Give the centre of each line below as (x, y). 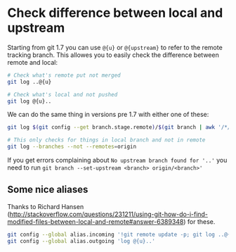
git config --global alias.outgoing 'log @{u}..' (81, 241)
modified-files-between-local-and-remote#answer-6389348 (96, 221)
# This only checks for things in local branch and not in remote (106, 140)
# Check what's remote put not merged (64, 75)
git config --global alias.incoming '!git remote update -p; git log (111, 234)
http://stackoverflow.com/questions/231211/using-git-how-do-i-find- (109, 214)
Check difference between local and (115, 13)
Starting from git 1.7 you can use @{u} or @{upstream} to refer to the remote (115, 47)
